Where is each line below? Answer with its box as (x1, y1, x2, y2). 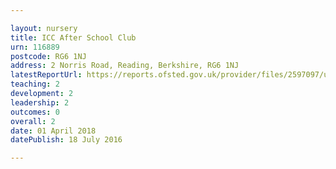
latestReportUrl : (10, 70, 83, 80)
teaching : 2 (10, 79, 60, 90)
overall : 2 (10, 116, 56, 126)
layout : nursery (10, 23, 78, 33)
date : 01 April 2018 (10, 126, 97, 136)
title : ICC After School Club (10, 32, 137, 43)
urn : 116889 (10, 42, 60, 52)
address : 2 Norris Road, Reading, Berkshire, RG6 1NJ (10, 61, 240, 71)
